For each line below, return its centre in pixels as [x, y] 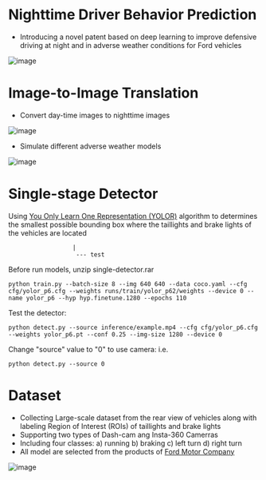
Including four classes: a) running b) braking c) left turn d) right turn [131, 443]
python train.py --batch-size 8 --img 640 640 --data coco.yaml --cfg [128, 284]
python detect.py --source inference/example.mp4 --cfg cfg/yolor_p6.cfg [133, 327]
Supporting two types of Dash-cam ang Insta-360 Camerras [119, 434]
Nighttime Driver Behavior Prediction [133, 15]
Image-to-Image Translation [104, 93]
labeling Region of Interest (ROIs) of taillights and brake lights [120, 426]
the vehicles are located [48, 232]
